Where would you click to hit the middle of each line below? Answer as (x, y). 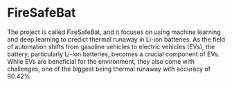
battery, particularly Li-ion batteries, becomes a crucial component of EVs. (114, 54)
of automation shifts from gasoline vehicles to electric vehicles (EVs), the (111, 46)
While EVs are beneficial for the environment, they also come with (101, 61)
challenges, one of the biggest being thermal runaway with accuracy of (109, 69)
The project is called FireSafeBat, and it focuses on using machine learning (114, 32)
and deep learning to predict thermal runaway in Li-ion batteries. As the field (116, 39)
